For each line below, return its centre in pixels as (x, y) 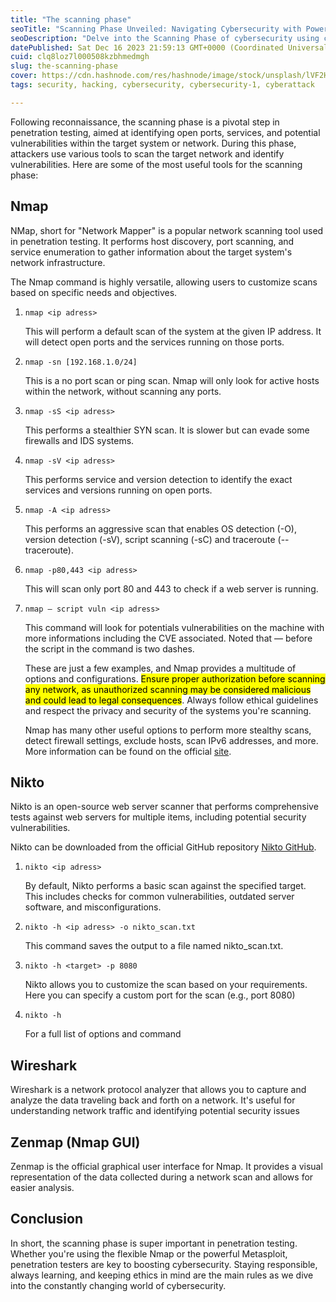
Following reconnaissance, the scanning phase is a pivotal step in (145, 122)
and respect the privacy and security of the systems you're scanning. (168, 710)
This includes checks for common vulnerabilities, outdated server (159, 897)
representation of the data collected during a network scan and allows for (162, 1177)
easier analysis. (42, 1187)
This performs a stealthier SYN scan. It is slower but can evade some (167, 430)
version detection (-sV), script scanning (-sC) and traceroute (150, 539)
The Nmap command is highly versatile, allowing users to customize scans (164, 282)
